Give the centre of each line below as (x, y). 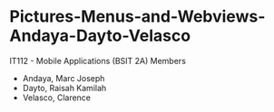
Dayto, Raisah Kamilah (64, 88)
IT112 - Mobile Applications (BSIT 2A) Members (98, 61)
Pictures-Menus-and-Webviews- (137, 17)
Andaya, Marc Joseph (64, 78)
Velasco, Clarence (57, 98)
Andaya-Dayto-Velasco (100, 36)
